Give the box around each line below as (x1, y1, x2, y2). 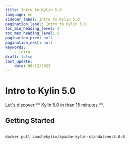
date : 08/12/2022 (14, 63, 51, 68)
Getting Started (5, 116, 55, 125)
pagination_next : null (5, 40, 53, 45)
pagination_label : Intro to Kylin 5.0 (5, 21, 87, 27)
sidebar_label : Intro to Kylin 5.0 (5, 17, 80, 22)
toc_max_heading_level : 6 (5, 31, 59, 36)
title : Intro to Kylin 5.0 (5, 7, 62, 13)
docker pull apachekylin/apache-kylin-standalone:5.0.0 (5, 134, 125, 139)
